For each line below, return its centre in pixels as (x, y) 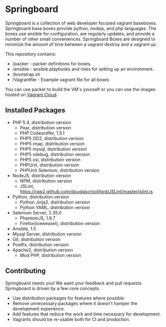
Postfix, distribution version (40, 244)
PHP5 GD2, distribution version (52, 138)
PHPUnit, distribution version (50, 165)
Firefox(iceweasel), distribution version (60, 223)
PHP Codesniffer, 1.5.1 (42, 133)
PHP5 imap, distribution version (52, 143)
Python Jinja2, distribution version (55, 202)
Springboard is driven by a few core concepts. (53, 288)
